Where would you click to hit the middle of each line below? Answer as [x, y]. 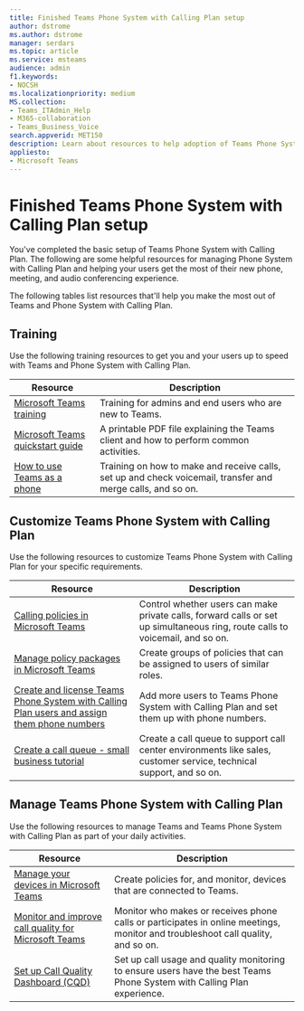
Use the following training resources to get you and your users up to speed [149, 356]
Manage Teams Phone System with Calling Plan [146, 804]
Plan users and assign [61, 713]
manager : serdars [42, 43]
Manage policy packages [67, 658]
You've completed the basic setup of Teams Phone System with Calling [142, 250]
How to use [38, 467]
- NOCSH [24, 85]
